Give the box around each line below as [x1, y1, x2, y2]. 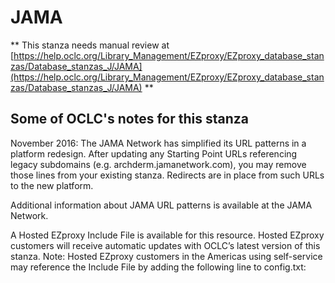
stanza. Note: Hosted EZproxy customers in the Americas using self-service [10, 250, 323, 262]
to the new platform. [10, 179, 94, 191]
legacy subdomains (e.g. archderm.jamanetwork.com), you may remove [10, 158, 307, 170]
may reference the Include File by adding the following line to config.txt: [10, 261, 307, 273]
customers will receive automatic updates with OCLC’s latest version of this [10, 239, 321, 251]
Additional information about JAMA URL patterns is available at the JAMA [10, 199, 313, 211]
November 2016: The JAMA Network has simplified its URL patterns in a [10, 137, 307, 149]
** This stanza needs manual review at [10, 39, 170, 51]
